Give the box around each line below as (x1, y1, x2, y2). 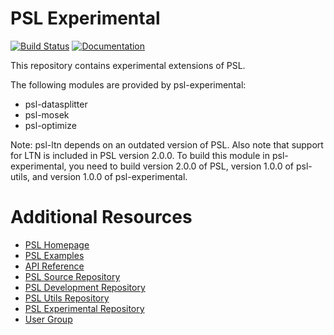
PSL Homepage (24, 238, 90, 251)
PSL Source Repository (24, 270, 121, 282)
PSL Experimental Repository (24, 302, 145, 314)
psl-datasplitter (24, 98, 88, 110)
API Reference (24, 260, 85, 272)
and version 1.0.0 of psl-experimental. (32, 170, 188, 182)
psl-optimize (24, 119, 77, 131)
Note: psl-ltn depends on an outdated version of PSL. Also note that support (10, 138, 324, 151)
